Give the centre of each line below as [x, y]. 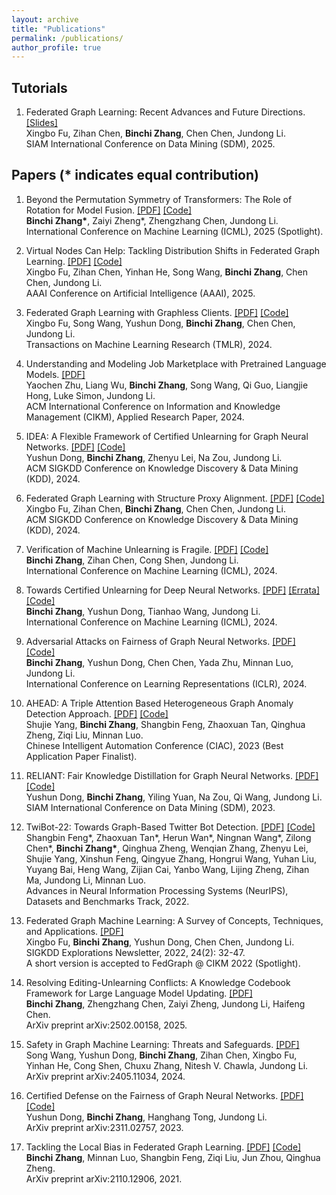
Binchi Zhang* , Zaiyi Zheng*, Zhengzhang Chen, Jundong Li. [152, 220]
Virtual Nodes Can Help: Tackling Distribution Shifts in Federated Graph [173, 250]
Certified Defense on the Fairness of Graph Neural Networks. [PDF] [164, 1095]
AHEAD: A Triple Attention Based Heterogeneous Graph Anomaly [159, 703]
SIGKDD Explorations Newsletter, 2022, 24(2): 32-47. [135, 952]
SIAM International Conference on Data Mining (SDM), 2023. [150, 807]
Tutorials [39, 87]
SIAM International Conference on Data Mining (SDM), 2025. [150, 144]
